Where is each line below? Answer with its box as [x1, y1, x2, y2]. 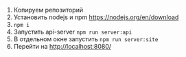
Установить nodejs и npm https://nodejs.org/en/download [13, 13, 179, 21]
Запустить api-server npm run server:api [13, 27, 132, 36]
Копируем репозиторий [13, 6, 84, 14]
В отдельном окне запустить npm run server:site [13, 35, 159, 43]
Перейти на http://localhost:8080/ [13, 43, 112, 50]
